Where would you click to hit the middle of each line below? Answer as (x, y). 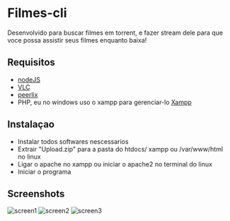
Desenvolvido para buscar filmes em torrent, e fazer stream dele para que (115, 33)
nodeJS (29, 79)
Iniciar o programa (44, 171)
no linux (29, 157)
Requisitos (31, 63)
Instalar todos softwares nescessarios (73, 141)
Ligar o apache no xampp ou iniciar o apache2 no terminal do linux (115, 164)
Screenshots (36, 194)
